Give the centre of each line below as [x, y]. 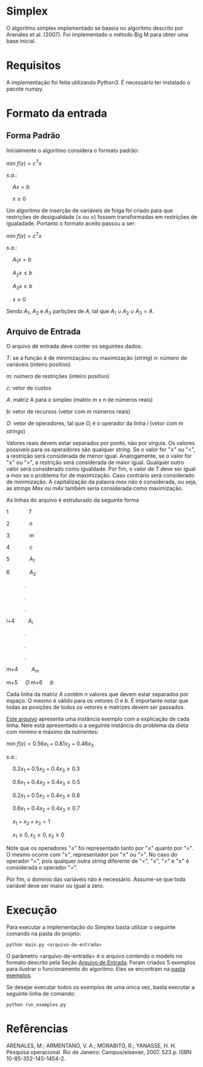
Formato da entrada [57, 113]
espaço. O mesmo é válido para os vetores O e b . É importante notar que [97, 701]
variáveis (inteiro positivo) [38, 364]
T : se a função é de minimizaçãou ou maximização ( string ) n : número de [97, 358]
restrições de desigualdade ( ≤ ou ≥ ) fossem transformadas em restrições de [102, 216]
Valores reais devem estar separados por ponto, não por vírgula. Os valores [101, 443]
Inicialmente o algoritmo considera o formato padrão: [73, 150]
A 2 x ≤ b [22, 273]
